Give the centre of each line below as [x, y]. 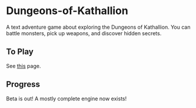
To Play [20, 52]
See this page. [24, 66]
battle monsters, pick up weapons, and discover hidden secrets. [84, 33]
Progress [23, 84]
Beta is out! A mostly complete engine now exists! [67, 99]
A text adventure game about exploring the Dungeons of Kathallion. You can [98, 27]
